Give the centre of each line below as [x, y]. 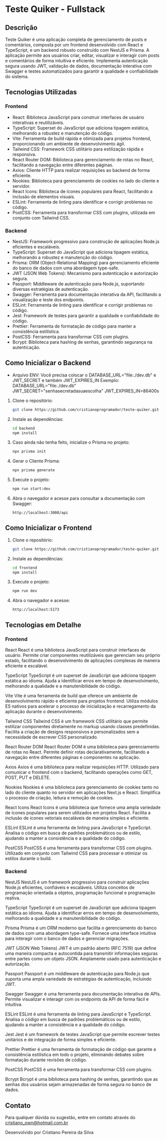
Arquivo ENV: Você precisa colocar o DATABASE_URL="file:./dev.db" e [84, 375]
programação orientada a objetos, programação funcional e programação [80, 893]
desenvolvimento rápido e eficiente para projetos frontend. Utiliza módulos [82, 701]
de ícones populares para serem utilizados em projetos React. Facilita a [78, 813]
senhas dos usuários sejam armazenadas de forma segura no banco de [78, 1085]
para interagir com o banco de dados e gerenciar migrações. [67, 939]
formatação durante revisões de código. [46, 1060]
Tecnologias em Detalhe [43, 625]
